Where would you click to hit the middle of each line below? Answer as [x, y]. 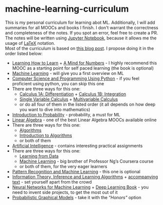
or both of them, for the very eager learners [63, 166]
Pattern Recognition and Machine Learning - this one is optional [76, 171]
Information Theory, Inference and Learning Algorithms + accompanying [85, 177]
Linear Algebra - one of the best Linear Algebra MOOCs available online [84, 120]
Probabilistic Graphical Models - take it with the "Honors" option [77, 197]
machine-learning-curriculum [67, 9]
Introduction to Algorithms [46, 135]
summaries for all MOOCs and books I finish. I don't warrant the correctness [82, 27]
